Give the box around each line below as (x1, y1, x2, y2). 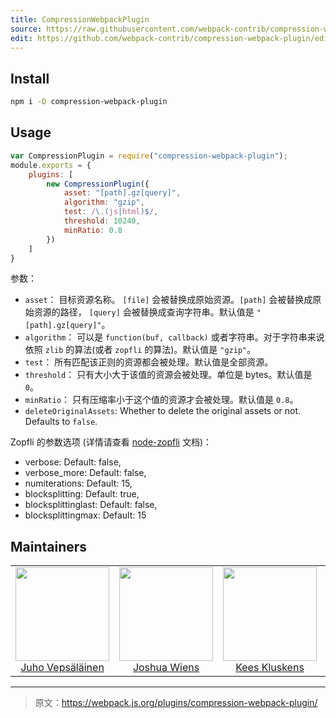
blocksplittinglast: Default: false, (24, 499, 158, 511)
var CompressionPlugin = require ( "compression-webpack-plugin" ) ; (10, 151, 288, 161)
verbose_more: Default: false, (24, 467, 147, 479)
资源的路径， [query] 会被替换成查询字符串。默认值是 (33, 306, 255, 318)
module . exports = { (10, 160, 92, 170)
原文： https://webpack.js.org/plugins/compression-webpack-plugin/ (34, 697, 318, 709)
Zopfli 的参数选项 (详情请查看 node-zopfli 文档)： (10, 436, 212, 448)
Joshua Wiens (132, 661, 200, 675)
